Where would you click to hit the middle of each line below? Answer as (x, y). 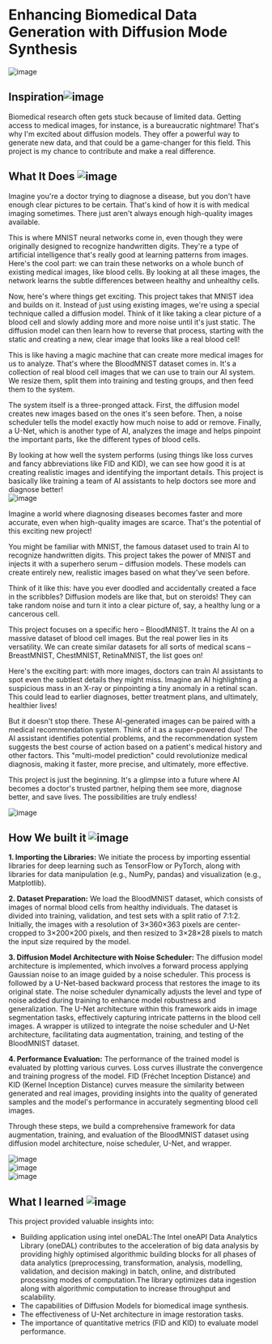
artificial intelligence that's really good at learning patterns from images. (128, 254)
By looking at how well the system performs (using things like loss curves (131, 455)
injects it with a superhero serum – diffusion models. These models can (127, 563)
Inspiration (36, 98)
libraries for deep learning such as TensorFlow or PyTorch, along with (124, 866)
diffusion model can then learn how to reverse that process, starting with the (136, 330)
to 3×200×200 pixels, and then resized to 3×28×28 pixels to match (151, 933)
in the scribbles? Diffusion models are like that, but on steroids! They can (130, 596)
